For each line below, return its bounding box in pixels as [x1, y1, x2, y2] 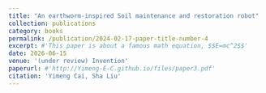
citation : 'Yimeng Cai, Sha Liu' [8, 72, 122, 80]
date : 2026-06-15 [8, 49, 67, 57]
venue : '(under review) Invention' [8, 57, 129, 66]
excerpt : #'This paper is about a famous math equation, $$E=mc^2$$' [8, 42, 249, 50]
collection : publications [8, 19, 96, 27]
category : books [8, 27, 63, 35]
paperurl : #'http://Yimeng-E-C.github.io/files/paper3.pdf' [8, 65, 217, 73]
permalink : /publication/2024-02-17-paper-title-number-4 [8, 34, 208, 43]
